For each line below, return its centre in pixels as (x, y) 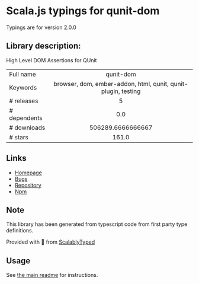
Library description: (44, 46)
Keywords (23, 87)
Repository (28, 185)
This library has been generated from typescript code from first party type (97, 224)
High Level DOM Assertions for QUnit (52, 60)
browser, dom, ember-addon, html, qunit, (111, 84)
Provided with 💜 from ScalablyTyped (51, 242)
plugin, (110, 91)
